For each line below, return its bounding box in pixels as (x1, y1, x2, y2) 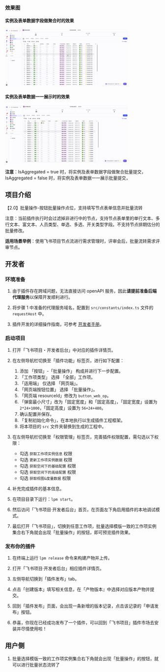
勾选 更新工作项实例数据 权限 (19, 457, 73, 463)
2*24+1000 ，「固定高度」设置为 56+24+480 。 (19, 405, 106, 411)
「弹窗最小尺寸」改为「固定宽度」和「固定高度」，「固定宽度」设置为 (19, 399, 158, 404)
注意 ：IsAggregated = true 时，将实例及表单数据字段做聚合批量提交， (5, 168, 146, 174)
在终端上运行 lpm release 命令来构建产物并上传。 (12, 555, 112, 561)
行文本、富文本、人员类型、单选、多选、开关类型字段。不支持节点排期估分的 (5, 221, 160, 227)
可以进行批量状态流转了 (12, 662, 60, 668)
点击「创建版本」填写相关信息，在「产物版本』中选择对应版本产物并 (12, 586, 150, 592)
